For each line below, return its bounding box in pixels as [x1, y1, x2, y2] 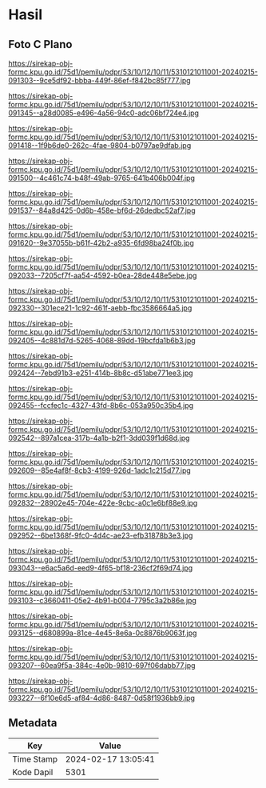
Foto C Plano [8, 38, 73, 51]
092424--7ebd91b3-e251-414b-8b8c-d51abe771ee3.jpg [8, 368, 193, 378]
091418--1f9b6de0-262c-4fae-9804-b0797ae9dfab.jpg [8, 141, 192, 150]
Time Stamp [12, 754, 58, 765]
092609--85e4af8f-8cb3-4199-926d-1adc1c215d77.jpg [8, 466, 192, 475]
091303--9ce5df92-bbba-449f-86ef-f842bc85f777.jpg [8, 76, 191, 85]
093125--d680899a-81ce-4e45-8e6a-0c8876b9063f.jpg [8, 628, 197, 638]
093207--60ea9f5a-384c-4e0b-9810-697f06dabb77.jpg [8, 661, 196, 670]
